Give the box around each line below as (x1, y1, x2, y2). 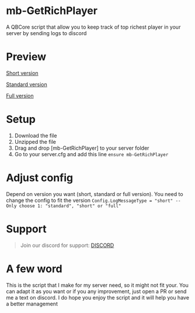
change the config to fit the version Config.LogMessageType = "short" (6, 197, 173, 204)
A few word (6, 262, 62, 276)
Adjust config (6, 171, 74, 184)
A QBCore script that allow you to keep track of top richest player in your (6, 23, 181, 30)
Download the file (14, 132, 57, 139)
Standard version (6, 81, 48, 88)
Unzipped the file (14, 138, 57, 145)
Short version (6, 69, 39, 77)
